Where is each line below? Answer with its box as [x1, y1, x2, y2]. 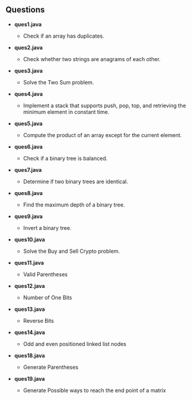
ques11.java [14, 259, 44, 266]
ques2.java [14, 44, 43, 51]
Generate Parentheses [23, 363, 79, 371]
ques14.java [14, 329, 45, 336]
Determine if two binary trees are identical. [23, 178, 129, 185]
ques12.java [14, 282, 45, 289]
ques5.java [14, 120, 43, 127]
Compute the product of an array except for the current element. [23, 131, 182, 138]
